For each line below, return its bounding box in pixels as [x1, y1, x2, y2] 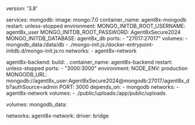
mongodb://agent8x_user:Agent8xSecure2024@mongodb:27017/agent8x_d [6, 77, 190, 84]
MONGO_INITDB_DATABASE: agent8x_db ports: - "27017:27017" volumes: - [6, 35, 189, 41]
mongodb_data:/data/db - [6, 41, 69, 48]
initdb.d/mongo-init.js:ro [6, 47, 64, 54]
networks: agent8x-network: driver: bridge [6, 112, 110, 119]
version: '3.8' [6, 5, 38, 12]
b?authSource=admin [6, 84, 59, 90]
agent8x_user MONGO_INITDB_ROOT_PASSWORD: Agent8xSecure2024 [6, 29, 181, 36]
